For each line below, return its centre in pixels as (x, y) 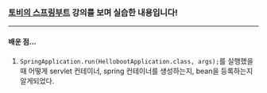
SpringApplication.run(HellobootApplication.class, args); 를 (123, 60)
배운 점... (22, 41)
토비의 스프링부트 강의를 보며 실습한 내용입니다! (93, 12)
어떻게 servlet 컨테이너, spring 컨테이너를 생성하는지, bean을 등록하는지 (141, 71)
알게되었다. (37, 80)
